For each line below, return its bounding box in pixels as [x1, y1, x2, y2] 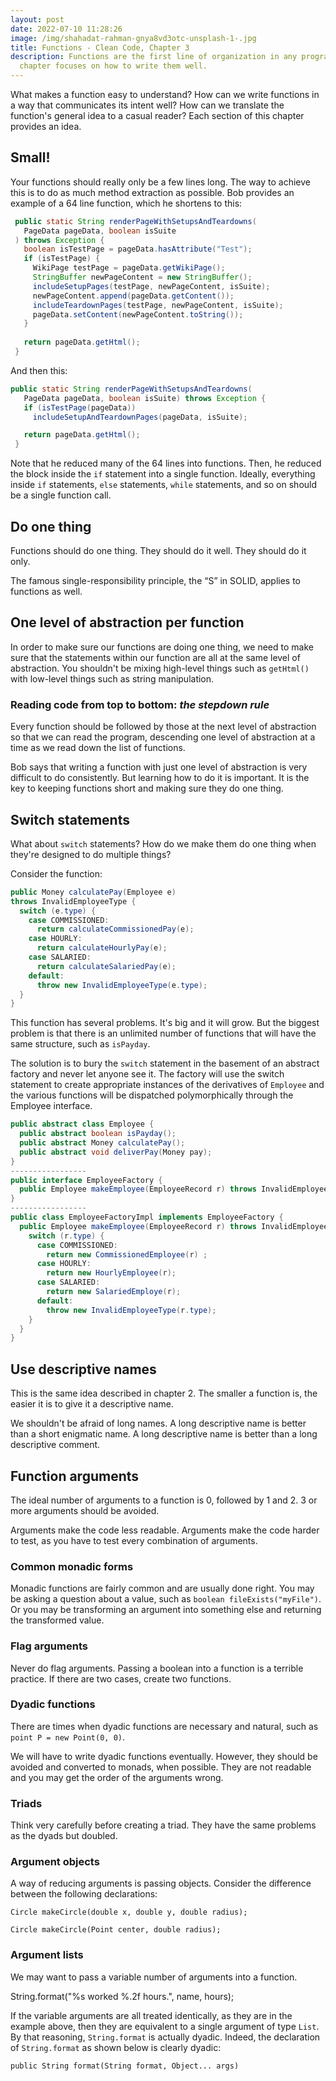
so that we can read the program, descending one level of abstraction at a [10, 731, 316, 743]
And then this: [10, 364, 68, 376]
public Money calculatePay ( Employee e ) [10, 887, 177, 897]
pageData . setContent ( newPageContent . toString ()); [32, 309, 244, 320]
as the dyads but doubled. [10, 1830, 118, 1842]
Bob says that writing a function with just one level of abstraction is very [10, 761, 308, 773]
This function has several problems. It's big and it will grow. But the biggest [10, 1017, 320, 1029]
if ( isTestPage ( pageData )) [23, 402, 137, 413]
